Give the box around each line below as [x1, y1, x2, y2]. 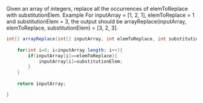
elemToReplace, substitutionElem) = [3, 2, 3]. [6, 24, 118, 31]
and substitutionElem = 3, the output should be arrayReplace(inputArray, [6, 18, 187, 25]
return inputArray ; [17, 81, 66, 87]
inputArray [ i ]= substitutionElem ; [38, 58, 123, 64]
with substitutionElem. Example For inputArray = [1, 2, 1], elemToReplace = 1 [6, 11, 195, 19]
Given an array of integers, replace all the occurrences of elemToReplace [6, 5, 188, 12]
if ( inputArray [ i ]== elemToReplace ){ [28, 52, 118, 59]
